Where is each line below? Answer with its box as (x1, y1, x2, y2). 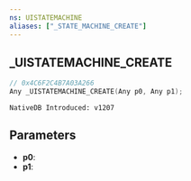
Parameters (9, 128, 77, 143)
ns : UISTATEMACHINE (9, 13, 83, 23)
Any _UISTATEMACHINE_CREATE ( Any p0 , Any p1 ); (9, 87, 183, 96)
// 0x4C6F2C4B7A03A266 (9, 78, 95, 88)
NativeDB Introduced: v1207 (9, 104, 115, 113)
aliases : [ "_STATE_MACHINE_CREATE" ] (9, 22, 147, 31)
